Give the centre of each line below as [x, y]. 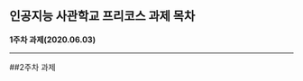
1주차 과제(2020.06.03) [53, 40]
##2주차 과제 [32, 67]
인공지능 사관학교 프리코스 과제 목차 [102, 16]
